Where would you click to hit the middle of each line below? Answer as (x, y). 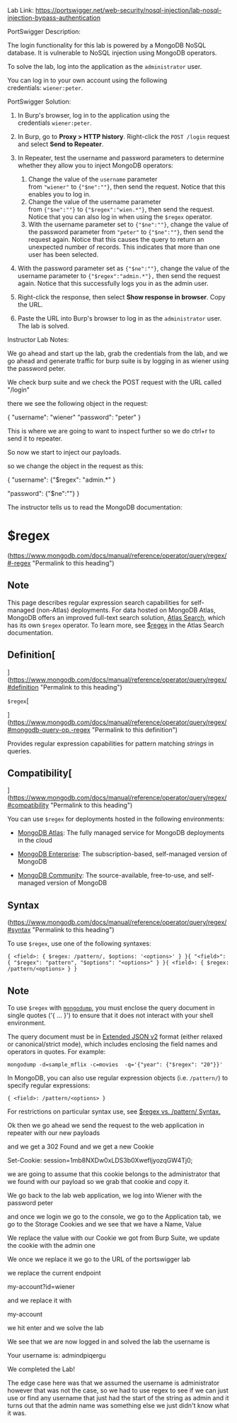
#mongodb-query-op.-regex (49, 729)
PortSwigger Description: (44, 32)
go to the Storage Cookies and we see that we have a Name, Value (104, 1224)
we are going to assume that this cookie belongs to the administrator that (114, 1174)
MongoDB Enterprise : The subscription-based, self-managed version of (122, 854)
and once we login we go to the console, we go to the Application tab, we (114, 1217)
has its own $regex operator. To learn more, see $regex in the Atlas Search (116, 625)
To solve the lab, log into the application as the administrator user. (105, 66)
